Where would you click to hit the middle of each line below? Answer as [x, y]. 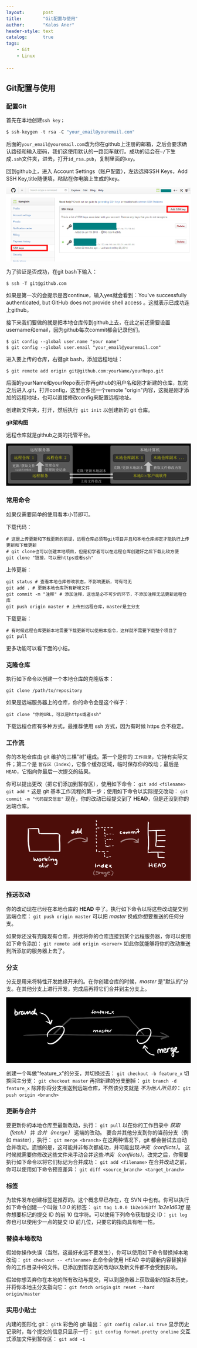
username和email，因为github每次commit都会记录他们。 [75, 330]
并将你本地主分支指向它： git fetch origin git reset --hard [80, 1287]
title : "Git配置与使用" [42, 19]
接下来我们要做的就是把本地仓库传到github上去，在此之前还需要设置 [88, 322]
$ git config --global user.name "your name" [62, 342]
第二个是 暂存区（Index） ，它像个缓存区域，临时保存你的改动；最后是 [98, 764]
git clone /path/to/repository [44, 691]
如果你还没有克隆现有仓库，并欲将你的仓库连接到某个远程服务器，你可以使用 [98, 936]
